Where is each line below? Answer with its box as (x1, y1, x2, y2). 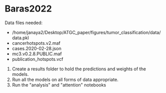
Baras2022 (5, 3, 52, 15)
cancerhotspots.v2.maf (12, 40, 61, 46)
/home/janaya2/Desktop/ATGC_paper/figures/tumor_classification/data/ (12, 29, 161, 35)
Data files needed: (5, 20, 43, 26)
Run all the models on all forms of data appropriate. (12, 76, 119, 82)
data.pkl (12, 35, 29, 41)
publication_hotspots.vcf (12, 56, 63, 62)
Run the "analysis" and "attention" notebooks (12, 81, 107, 88)
